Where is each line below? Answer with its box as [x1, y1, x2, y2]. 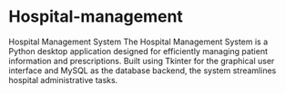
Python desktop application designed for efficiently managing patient [8, 45, 269, 56]
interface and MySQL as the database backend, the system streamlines [8, 65, 277, 76]
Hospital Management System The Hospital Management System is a [8, 36, 269, 47]
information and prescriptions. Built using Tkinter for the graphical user [8, 55, 275, 66]
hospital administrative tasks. [8, 74, 118, 85]
